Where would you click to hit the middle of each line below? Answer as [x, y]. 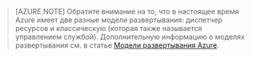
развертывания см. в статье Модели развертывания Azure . [117, 45]
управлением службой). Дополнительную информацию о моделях [130, 37]
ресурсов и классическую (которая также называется [108, 28]
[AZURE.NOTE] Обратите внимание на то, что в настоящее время [127, 12]
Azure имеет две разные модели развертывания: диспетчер [118, 20]
